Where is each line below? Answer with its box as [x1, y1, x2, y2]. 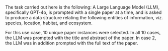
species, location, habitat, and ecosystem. [5, 20, 93, 26]
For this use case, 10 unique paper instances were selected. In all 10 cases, [5, 30, 161, 35]
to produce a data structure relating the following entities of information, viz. [5, 15, 163, 20]
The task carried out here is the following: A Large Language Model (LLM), [5, 4, 160, 10]
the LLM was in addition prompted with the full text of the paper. [5, 40, 138, 46]
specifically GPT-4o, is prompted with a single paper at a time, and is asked [5, 9, 162, 15]
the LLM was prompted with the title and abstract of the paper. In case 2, [5, 35, 156, 41]
